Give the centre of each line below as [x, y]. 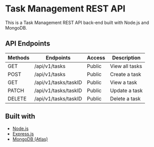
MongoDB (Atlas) [30, 139]
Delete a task [125, 98]
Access [96, 57]
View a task [123, 82]
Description [126, 57]
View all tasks [126, 66]
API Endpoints [28, 44]
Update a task [126, 90]
